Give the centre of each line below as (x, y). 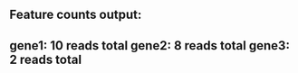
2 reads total (46, 59)
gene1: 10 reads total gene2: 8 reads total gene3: (149, 46)
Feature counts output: (76, 15)
